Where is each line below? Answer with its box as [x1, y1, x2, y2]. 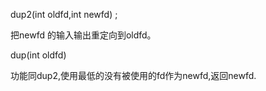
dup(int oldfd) [10, 49, 67, 61]
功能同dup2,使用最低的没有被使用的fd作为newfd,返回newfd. [10, 70, 257, 81]
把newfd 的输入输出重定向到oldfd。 [10, 29, 157, 41]
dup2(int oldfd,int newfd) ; [10, 9, 118, 20]
